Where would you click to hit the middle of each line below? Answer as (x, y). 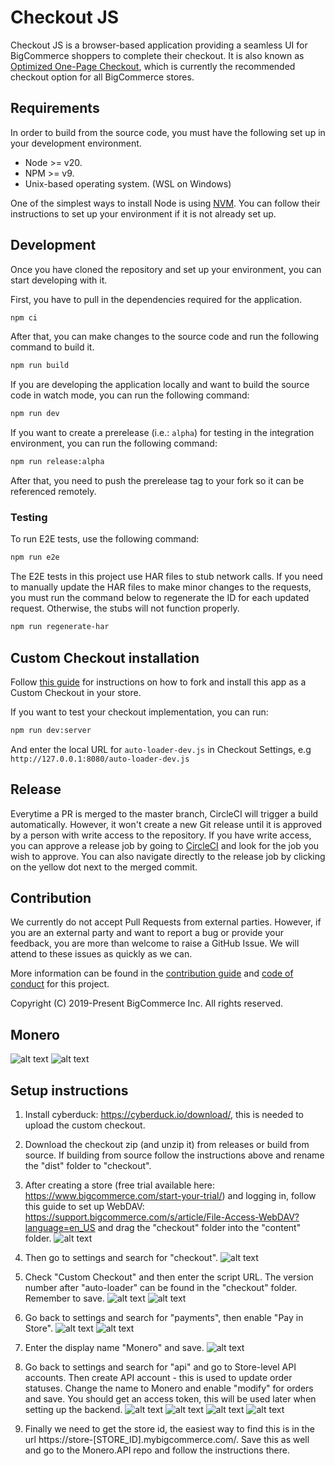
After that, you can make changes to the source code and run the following (165, 337)
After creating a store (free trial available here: (119, 1185)
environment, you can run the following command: (114, 443)
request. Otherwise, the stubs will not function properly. (125, 608)
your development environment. (76, 143)
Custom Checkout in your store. (76, 692)
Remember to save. (65, 1298)
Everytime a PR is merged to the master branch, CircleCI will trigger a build (164, 813)
